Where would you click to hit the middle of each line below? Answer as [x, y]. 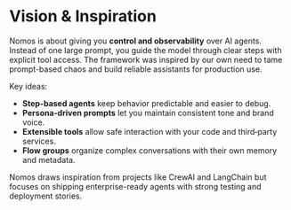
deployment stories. [46, 196]
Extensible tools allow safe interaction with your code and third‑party [150, 131]
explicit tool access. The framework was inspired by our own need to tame [146, 59]
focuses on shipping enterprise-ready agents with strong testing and [135, 186]
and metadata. [48, 159]
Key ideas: [28, 86]
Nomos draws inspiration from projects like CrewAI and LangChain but [138, 177]
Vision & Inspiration [83, 16]
